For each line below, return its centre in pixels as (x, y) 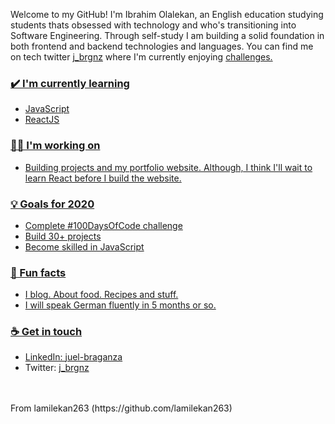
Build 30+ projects (63, 236)
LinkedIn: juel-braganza (73, 357)
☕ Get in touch (46, 332)
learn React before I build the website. (103, 178)
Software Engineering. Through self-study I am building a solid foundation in (167, 35)
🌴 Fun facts (38, 272)
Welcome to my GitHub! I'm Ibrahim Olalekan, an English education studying (167, 14)
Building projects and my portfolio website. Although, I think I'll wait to (168, 167)
